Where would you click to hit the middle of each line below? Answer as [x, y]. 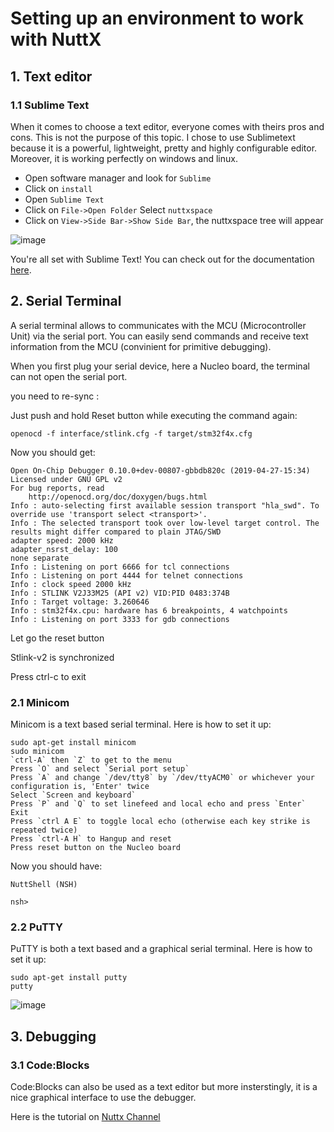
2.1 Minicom [40, 702]
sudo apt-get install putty [69, 978]
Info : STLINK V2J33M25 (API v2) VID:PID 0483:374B [120, 593]
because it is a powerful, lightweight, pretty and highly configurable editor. [164, 148]
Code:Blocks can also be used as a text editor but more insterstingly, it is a [164, 1086]
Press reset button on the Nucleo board [96, 847]
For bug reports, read [57, 488]
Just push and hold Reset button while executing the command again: [154, 415]
